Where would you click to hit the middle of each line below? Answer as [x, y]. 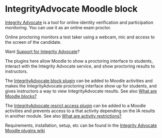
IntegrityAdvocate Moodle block [71, 9]
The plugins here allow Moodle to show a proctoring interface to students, [79, 61]
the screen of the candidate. [33, 42]
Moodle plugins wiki [25, 130]
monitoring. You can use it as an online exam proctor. [58, 27]
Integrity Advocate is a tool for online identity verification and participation [79, 22]
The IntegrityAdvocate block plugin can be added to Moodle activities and [79, 81]
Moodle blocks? [21, 96]
